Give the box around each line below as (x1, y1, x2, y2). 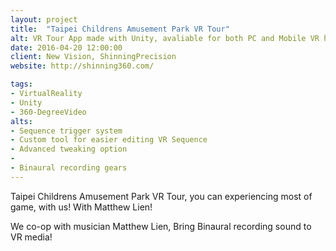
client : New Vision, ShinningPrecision (10, 52, 177, 62)
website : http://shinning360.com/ (10, 61, 155, 71)
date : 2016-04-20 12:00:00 (10, 42, 123, 53)
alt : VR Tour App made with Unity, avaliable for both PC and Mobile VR (10, 33, 320, 43)
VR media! (10, 231, 53, 243)
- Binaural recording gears (10, 163, 128, 173)
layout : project (10, 14, 78, 25)
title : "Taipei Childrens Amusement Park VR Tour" (10, 24, 230, 34)
